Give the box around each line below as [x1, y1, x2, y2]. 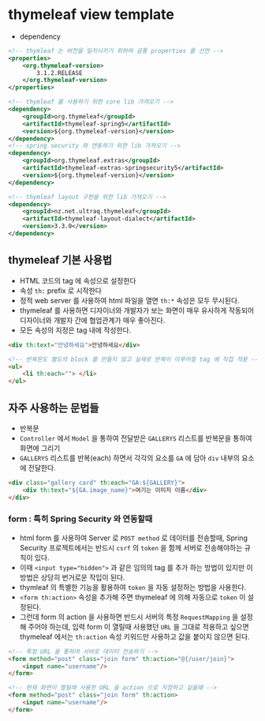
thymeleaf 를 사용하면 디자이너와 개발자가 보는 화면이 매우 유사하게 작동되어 [19, 306, 255, 315]
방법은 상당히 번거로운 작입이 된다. [19, 573, 125, 582]
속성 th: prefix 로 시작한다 [19, 286, 103, 295]
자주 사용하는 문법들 [8, 401, 99, 415]
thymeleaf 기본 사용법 [8, 253, 113, 267]
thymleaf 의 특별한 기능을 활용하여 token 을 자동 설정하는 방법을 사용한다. [19, 582, 247, 591]
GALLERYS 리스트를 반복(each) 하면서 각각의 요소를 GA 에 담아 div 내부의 [19, 453, 241, 463]
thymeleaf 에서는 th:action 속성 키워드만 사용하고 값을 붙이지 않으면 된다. [19, 632, 250, 641]
